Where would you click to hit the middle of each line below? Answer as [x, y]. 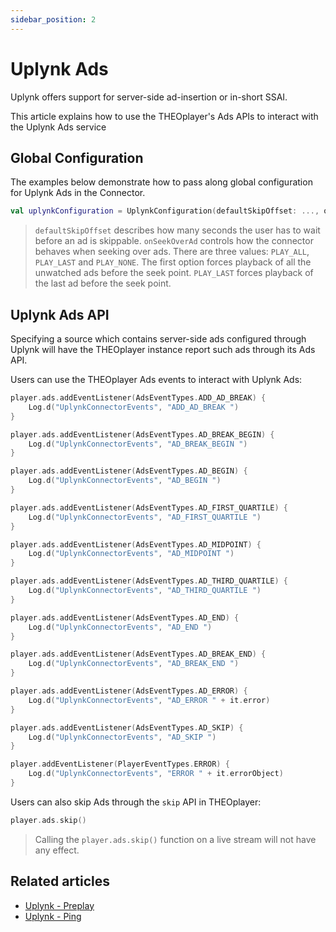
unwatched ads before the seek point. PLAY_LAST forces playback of [174, 273]
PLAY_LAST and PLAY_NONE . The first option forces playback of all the [173, 262]
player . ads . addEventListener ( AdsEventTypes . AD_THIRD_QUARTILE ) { [149, 581]
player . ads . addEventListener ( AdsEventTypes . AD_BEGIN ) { [129, 471]
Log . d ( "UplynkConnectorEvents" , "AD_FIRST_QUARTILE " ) [145, 517]
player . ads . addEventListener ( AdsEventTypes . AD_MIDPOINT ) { [136, 544]
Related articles [60, 881]
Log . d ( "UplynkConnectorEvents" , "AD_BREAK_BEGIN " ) [138, 444]
